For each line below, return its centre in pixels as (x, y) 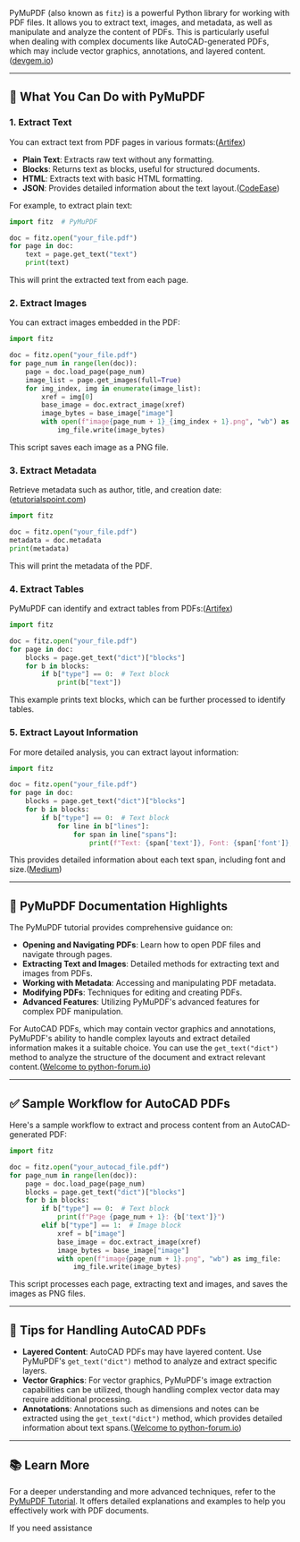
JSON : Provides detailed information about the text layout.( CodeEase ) (151, 188)
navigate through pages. (67, 955)
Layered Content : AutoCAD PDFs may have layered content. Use (142, 1352)
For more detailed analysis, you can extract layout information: (124, 752)
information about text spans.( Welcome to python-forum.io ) (132, 1428)
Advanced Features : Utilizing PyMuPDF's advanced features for (141, 1002)
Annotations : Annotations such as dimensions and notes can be (141, 1409)
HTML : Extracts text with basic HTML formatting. (112, 178)
